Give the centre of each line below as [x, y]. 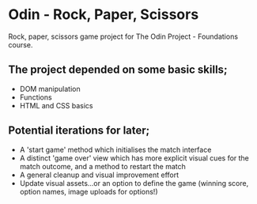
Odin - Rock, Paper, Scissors [104, 15]
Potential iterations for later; [79, 131]
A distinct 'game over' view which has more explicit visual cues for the [134, 158]
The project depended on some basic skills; [118, 70]
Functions [36, 97]
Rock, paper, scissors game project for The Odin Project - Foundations [123, 36]
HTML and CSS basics [56, 105]
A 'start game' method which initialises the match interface [115, 149]
